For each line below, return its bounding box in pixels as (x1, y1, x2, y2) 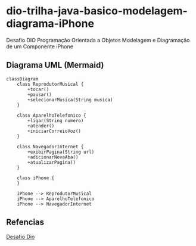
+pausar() (27, 91, 52, 98)
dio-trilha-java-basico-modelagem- (6, 4, 188, 18)
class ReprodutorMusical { (17, 81, 84, 87)
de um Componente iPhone (6, 43, 73, 50)
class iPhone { (17, 175, 55, 181)
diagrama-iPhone (6, 17, 94, 30)
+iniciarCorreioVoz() (27, 128, 82, 134)
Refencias (6, 217, 45, 228)
